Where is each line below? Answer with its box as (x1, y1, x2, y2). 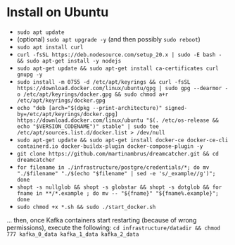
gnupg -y (16, 71, 43, 78)
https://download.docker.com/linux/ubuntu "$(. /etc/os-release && (16, 117, 219, 124)
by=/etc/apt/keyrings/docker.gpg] (16, 111, 118, 118)
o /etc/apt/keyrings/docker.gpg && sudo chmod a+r (16, 91, 169, 98)
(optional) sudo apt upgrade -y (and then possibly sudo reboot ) (16, 34, 201, 43)
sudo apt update (16, 29, 65, 36)
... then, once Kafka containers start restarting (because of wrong (6, 215, 197, 224)
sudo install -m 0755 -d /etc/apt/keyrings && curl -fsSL (16, 78, 191, 85)
